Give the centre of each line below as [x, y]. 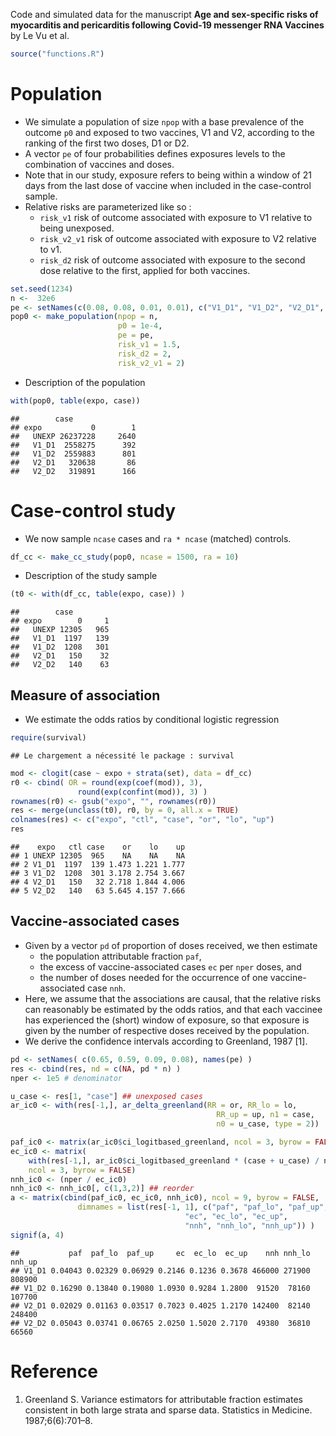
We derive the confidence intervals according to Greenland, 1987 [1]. [166, 1041]
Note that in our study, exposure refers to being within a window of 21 [168, 175]
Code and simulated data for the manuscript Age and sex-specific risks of [164, 14]
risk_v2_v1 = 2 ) [151, 363]
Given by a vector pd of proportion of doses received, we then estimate [171, 945]
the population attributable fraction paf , [120, 956]
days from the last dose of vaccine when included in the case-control [168, 185]
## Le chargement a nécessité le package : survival [122, 755]
